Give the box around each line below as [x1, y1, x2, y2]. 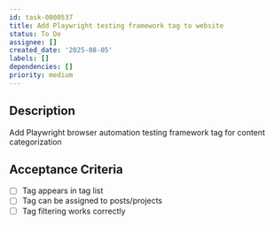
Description [9, 104, 75, 119]
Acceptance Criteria [9, 161, 123, 177]
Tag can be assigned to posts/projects [21, 196, 163, 206]
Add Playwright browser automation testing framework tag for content [9, 127, 266, 137]
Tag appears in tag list [21, 185, 104, 196]
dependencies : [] [9, 63, 74, 72]
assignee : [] [9, 37, 58, 47]
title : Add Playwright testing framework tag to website [9, 21, 224, 30]
